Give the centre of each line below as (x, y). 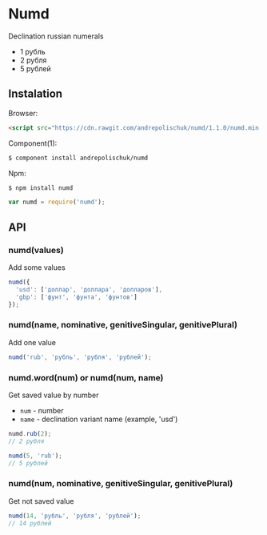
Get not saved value (41, 501)
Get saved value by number (54, 395)
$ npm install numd (41, 188)
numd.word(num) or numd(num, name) (86, 377)
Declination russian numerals (56, 36)
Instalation (35, 94)
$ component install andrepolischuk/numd (78, 158)
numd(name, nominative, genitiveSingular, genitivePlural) (123, 325)
